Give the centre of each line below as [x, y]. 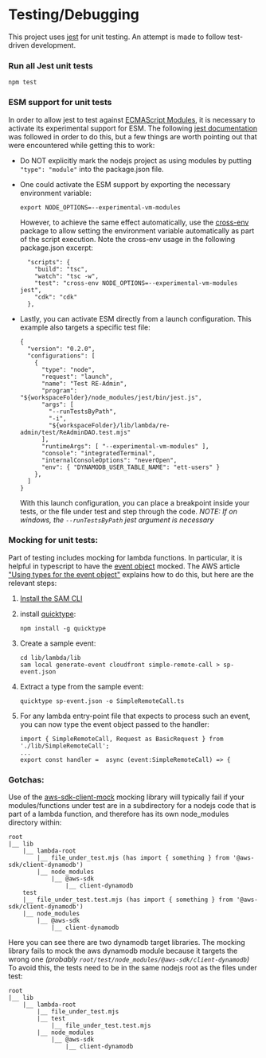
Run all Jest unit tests [51, 65]
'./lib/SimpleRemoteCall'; [65, 746]
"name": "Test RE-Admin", [84, 384]
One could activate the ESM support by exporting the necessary [125, 184]
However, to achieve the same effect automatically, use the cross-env [134, 222]
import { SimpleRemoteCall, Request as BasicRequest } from [121, 739]
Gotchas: [27, 779]
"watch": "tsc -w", [67, 276]
